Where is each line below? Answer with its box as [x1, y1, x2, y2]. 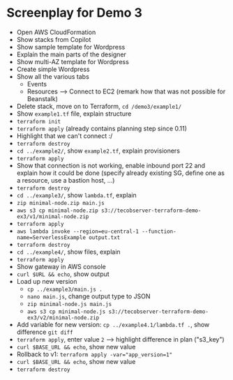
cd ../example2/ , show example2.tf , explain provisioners [16, 146, 181, 155]
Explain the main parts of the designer [16, 50, 127, 59]
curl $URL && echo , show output [16, 270, 110, 278]
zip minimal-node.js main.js [27, 301, 112, 307]
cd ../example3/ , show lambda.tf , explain [16, 190, 137, 199]
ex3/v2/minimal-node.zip [27, 314, 100, 321]
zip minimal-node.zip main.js [16, 199, 105, 206]
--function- [142, 228, 176, 235]
